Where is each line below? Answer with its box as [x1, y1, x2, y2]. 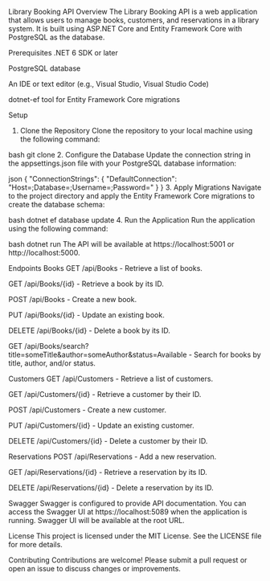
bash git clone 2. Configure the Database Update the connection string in [8, 150, 252, 159]
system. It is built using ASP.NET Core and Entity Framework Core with [8, 24, 243, 33]
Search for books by [194, 350, 261, 359]
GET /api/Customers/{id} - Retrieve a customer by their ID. [8, 390, 202, 399]
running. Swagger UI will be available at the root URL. [8, 516, 185, 525]
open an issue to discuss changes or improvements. [8, 564, 181, 573]
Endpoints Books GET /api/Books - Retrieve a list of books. [8, 264, 203, 272]
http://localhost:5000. [8, 248, 80, 257]
